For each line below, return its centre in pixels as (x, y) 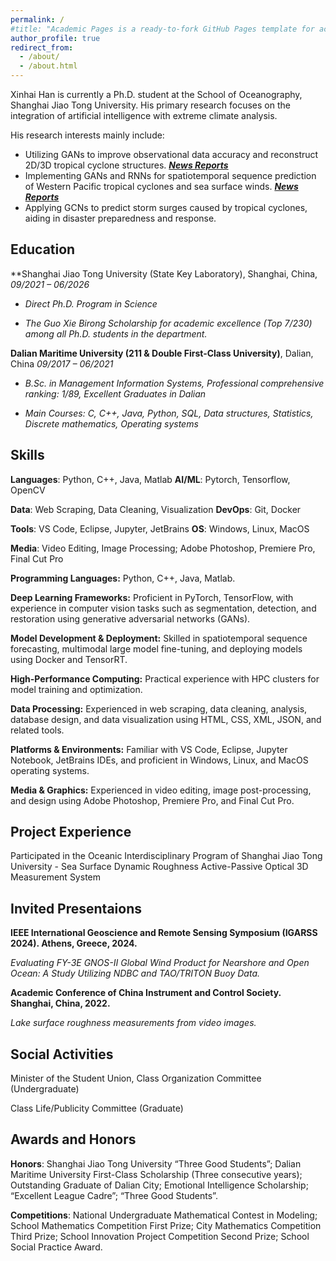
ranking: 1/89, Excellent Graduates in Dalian (115, 393)
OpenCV (28, 490)
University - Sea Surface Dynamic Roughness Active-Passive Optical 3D (159, 867)
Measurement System (55, 877)
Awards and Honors (73, 1139)
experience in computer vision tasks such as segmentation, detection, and (163, 608)
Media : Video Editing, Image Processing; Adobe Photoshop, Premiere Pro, (163, 548)
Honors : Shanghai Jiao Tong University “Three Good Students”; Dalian (156, 1163)
